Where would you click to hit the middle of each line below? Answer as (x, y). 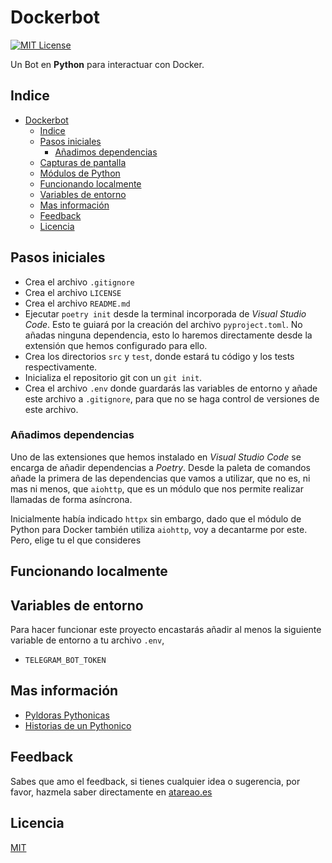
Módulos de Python (80, 173)
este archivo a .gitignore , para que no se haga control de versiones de (172, 398)
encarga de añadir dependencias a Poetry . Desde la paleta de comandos (160, 467)
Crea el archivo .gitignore (79, 282)
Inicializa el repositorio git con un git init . (113, 377)
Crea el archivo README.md (77, 303)
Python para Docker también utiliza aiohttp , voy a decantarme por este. (159, 529)
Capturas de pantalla (83, 162)
